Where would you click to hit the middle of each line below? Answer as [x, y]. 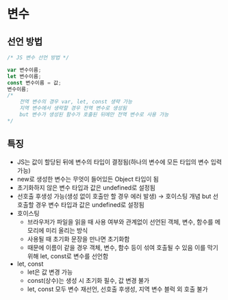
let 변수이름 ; [24, 76]
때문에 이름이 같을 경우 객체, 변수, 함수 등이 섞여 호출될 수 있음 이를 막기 [123, 247]
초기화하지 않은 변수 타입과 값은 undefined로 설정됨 [86, 187]
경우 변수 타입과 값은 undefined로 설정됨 [90, 204]
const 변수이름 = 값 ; [34, 83]
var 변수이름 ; [24, 70]
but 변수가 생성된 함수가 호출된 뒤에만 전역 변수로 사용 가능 [94, 114]
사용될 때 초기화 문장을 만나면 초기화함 [78, 239]
